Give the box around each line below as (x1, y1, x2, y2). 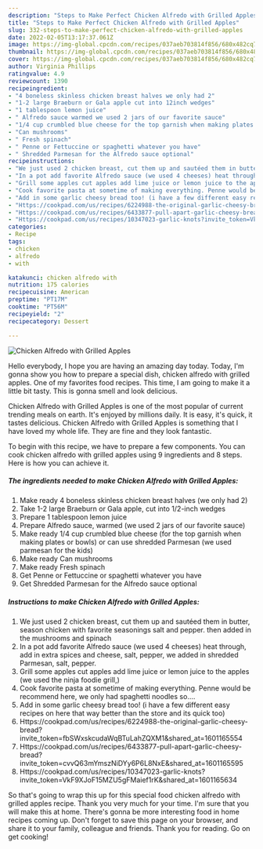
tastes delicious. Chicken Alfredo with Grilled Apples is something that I (8, 417, 239, 428)
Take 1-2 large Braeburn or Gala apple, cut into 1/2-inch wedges (19, 504, 225, 514)
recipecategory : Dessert (8, 317, 89, 326)
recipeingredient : (8, 84, 68, 93)
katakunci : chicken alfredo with (8, 274, 117, 282)
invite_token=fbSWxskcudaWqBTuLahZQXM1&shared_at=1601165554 (19, 734, 243, 743)
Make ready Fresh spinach (19, 563, 106, 572)
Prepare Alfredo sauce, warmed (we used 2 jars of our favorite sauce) (19, 521, 246, 530)
